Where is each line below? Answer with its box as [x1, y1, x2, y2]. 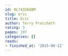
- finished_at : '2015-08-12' [5, 43, 64, 48]
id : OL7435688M [5, 7, 36, 12]
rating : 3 [5, 25, 25, 30]
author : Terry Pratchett [5, 20, 55, 26]
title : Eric [5, 16, 29, 21]
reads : [5, 39, 18, 44]
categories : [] [5, 35, 36, 39]
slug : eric [5, 12, 27, 17]
